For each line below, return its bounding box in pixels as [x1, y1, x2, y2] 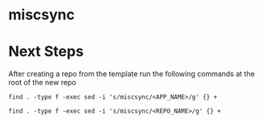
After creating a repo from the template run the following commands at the [8, 69, 255, 79]
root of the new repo [8, 78, 76, 88]
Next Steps [8, 43, 84, 61]
